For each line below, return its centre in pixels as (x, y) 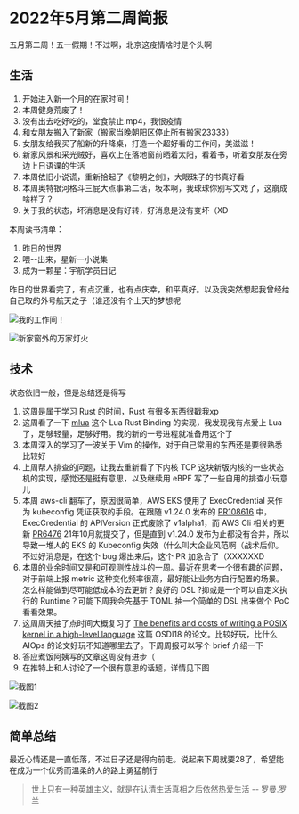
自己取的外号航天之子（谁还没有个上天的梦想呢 (95, 300)
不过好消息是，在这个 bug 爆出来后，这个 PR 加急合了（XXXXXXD (143, 556)
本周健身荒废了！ (53, 110)
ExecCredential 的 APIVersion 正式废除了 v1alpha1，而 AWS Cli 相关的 (149, 522)
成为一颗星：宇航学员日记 (69, 270)
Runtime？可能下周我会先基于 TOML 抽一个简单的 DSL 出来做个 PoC (165, 600)
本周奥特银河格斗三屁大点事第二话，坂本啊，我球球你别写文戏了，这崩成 (154, 187)
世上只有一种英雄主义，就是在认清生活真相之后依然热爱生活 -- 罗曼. (155, 789)
